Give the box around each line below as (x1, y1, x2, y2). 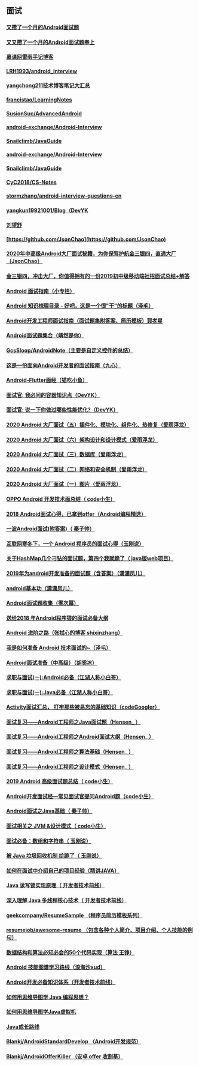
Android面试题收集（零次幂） (6, 599, 79, 607)
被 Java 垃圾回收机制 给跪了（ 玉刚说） (6, 852, 102, 859)
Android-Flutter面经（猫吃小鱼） (6, 377, 88, 384)
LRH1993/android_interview (6, 67, 78, 74)
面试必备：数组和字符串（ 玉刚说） (6, 837, 91, 844)
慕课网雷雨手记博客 (6, 53, 54, 61)
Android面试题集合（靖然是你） (6, 332, 85, 339)
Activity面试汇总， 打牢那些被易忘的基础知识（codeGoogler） (6, 703, 160, 710)
